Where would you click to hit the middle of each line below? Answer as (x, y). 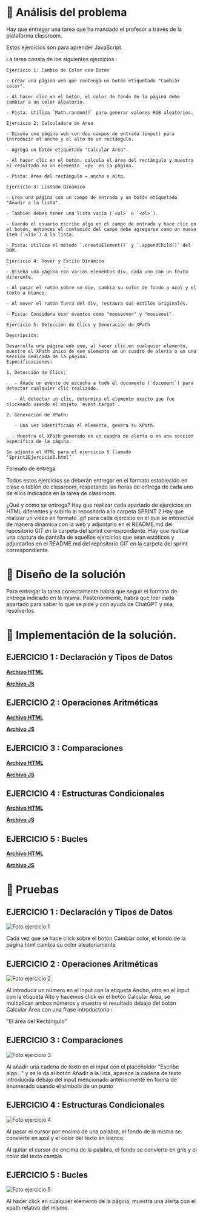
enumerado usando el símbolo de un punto (60, 1086)
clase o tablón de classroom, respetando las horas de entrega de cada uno (100, 487)
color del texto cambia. (35, 1156)
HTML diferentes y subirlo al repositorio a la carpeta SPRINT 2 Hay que (95, 511)
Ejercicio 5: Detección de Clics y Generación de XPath (78, 325)
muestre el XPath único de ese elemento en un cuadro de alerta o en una (101, 351)
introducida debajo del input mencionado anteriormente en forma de (92, 1079)
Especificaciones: (29, 362)
